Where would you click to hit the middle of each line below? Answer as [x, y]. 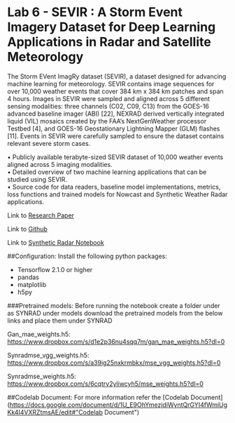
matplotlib [32, 284]
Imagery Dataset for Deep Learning [112, 27]
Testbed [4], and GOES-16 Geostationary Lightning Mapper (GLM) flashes [114, 128]
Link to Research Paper [41, 215]
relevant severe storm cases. [49, 143]
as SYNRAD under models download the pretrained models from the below [115, 313]
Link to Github [27, 229]
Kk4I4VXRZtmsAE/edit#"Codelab [55, 412]
